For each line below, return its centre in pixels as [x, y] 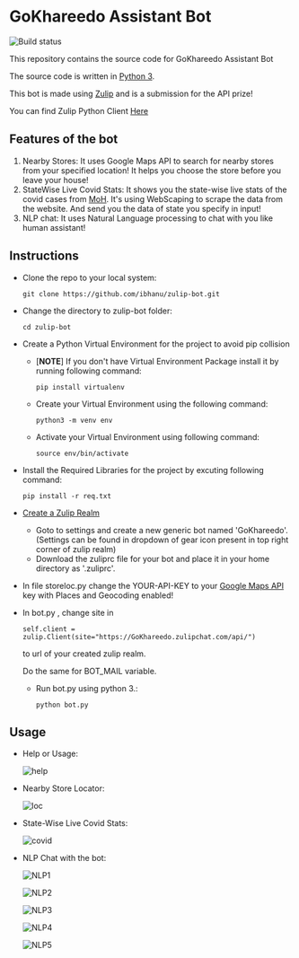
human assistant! [54, 227]
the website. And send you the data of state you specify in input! [142, 208]
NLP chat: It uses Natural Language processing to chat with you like [148, 218]
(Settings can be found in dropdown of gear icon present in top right [162, 540]
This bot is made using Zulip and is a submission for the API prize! [131, 93]
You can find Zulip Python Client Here [79, 110]
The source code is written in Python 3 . [82, 76]
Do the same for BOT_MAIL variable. [89, 671]
